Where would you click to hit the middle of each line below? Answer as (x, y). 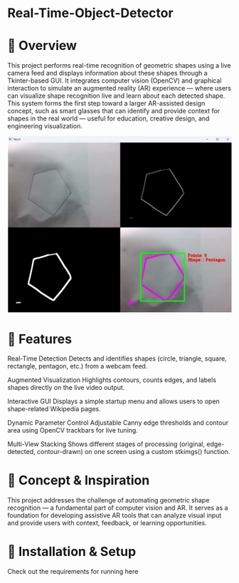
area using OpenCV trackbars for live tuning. (73, 430)
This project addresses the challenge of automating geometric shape (108, 500)
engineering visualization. (45, 126)
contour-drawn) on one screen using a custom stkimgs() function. (133, 452)
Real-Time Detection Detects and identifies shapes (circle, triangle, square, (117, 358)
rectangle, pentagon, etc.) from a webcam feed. (78, 366)
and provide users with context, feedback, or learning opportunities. (107, 523)
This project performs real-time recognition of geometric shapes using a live (119, 66)
